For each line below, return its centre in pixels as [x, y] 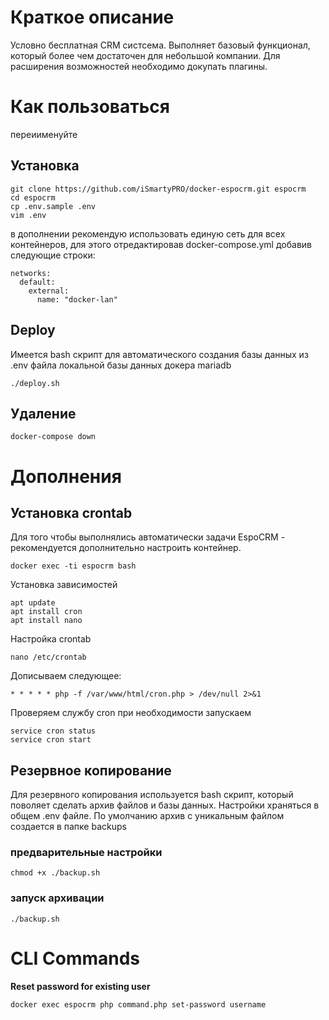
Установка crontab [71, 512]
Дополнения [66, 476]
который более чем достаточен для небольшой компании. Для [145, 55]
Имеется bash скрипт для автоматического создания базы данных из [159, 354]
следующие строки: [53, 255]
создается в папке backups [68, 827]
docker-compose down [53, 437]
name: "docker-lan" [77, 299]
